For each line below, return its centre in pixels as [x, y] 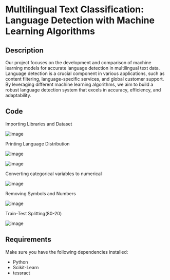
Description [24, 50]
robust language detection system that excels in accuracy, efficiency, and [83, 90]
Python [20, 262]
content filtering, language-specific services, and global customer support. [85, 79]
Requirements [28, 240]
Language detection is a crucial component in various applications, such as [85, 73]
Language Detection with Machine [80, 20]
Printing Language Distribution [37, 144]
